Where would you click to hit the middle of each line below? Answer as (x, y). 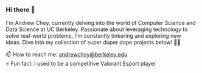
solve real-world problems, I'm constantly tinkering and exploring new (93, 36)
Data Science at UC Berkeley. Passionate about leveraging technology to (97, 29)
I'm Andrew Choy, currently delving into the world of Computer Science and (101, 23)
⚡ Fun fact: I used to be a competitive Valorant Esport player (81, 64)
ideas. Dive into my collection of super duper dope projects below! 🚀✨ (93, 43)
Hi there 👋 (21, 10)
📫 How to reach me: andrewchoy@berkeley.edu (67, 55)
